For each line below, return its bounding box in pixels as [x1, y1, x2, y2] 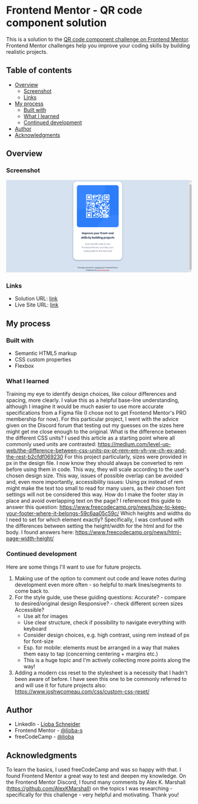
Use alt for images [23, 612, 68, 619]
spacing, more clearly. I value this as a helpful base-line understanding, [6, 397, 180, 404]
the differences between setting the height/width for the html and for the [6, 522, 183, 529]
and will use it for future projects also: [14, 682, 107, 689]
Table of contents [6, 66, 72, 76]
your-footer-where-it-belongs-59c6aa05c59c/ [6, 510, 120, 517]
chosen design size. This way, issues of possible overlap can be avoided [6, 472, 183, 479]
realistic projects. [6, 48, 48, 55]
